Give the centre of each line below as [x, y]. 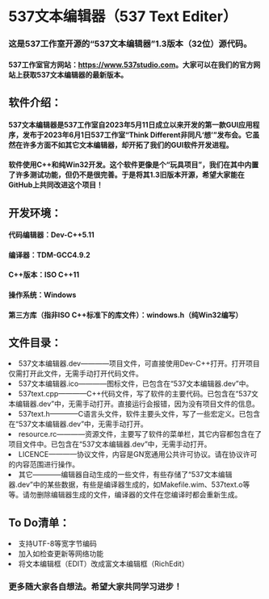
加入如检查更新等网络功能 [61, 554]
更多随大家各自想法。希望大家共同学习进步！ [95, 587]
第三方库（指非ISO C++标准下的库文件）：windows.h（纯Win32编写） [126, 315]
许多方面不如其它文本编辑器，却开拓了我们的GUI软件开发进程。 [128, 145]
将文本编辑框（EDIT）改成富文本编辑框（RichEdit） [104, 564]
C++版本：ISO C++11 [44, 274]
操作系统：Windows [42, 295]
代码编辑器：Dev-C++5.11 [51, 235]
